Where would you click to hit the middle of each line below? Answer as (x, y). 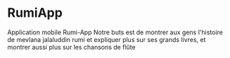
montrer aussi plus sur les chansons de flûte (71, 47)
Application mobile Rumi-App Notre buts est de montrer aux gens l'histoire (115, 32)
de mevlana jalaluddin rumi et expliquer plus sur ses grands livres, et (107, 39)
